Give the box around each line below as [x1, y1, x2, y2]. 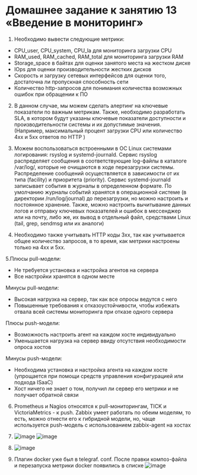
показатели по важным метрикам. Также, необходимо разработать [14, 108, 186, 115]
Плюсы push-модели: [5, 319, 60, 327]
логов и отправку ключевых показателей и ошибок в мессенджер [14, 207, 182, 214]
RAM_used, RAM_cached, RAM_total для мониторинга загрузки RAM [14, 53, 183, 60]
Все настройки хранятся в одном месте [14, 273, 115, 280]
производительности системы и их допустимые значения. [14, 121, 162, 128]
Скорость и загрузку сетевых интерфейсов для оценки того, [14, 72, 166, 79]
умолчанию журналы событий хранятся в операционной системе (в [14, 188, 186, 195]
